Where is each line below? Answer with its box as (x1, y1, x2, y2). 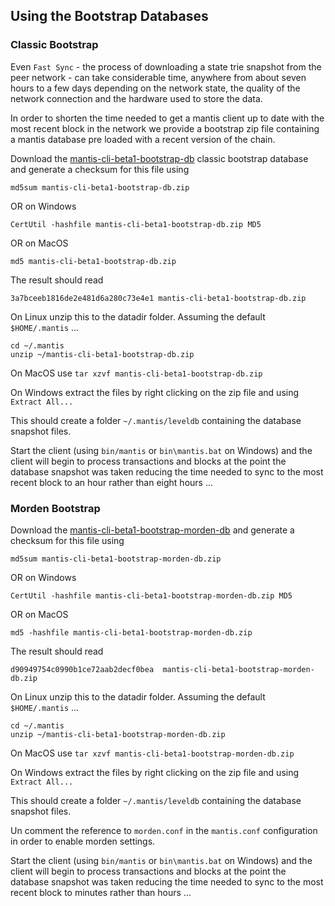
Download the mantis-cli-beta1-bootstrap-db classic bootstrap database (10, 152, 309, 164)
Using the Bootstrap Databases (10, 8, 209, 25)
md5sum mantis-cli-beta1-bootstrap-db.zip (10, 182, 190, 193)
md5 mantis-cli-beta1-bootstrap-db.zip (10, 256, 177, 266)
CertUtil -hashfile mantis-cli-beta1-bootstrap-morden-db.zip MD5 (10, 590, 293, 601)
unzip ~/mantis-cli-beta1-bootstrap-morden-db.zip (10, 729, 226, 739)
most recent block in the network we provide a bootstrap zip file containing (10, 122, 320, 134)
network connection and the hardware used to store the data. (10, 92, 263, 104)
